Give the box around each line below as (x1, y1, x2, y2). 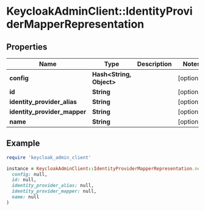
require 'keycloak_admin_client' (6, 154, 92, 160)
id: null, (12, 177, 37, 183)
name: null (12, 194, 40, 200)
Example (6, 138, 40, 149)
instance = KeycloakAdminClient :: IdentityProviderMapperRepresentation (6, 165, 192, 172)
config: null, (12, 171, 48, 177)
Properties (6, 42, 48, 52)
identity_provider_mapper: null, (12, 188, 97, 194)
